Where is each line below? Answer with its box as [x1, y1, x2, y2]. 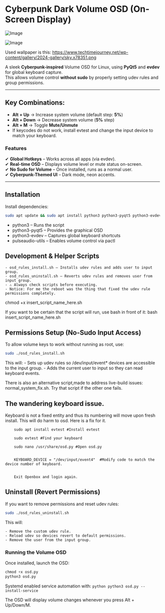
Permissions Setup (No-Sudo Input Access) [5, 328, 141, 337]
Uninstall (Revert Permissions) [5, 488, 101, 496]
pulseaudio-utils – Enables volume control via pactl [12, 238, 115, 244]
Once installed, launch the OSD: [5, 560, 70, 566]
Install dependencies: [5, 203, 49, 210]
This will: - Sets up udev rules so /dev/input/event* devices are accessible [5, 360, 156, 366]
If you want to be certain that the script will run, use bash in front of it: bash [5, 309, 158, 315]
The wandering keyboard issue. [5, 399, 105, 408]
